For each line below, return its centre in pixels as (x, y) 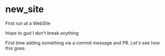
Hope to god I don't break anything (42, 33)
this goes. (16, 48)
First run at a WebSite (28, 23)
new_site (25, 9)
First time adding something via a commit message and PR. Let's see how (83, 43)
